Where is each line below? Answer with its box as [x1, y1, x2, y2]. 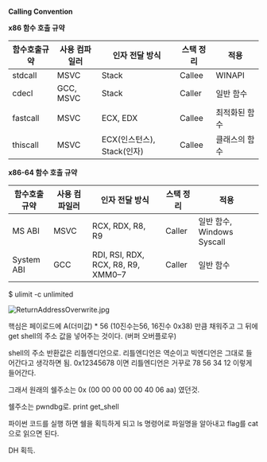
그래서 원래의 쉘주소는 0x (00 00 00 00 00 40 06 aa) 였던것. [8, 385, 200, 394]
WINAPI [215, 70, 245, 80]
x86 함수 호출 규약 [8, 23, 65, 33]
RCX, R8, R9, [92, 259, 141, 270]
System [12, 254, 41, 265]
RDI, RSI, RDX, [92, 250, 145, 260]
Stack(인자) [101, 146, 145, 157]
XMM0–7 [92, 270, 127, 280]
